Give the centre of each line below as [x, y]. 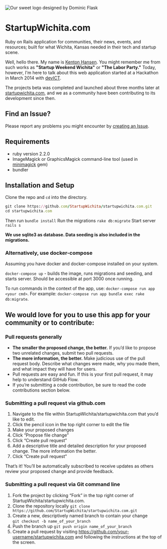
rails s [13, 226]
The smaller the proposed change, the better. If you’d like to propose [84, 348]
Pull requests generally [34, 337]
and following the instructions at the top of [118, 537]
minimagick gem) [30, 164]
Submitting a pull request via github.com [55, 403]
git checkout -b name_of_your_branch [51, 521]
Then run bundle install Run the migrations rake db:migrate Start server [81, 221]
